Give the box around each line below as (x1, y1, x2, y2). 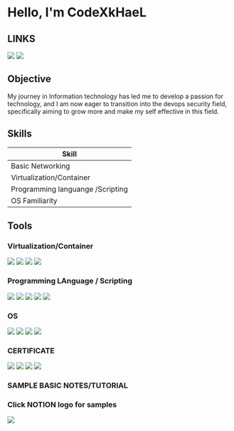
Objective (7, 73, 52, 85)
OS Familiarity (11, 195, 58, 205)
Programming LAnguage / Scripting (7, 276, 133, 286)
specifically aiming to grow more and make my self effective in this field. (7, 107, 219, 115)
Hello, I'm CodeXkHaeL (7, 4, 147, 21)
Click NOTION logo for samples (7, 400, 117, 410)
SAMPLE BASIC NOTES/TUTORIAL (7, 380, 128, 390)
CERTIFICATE (7, 346, 55, 355)
